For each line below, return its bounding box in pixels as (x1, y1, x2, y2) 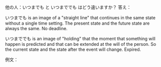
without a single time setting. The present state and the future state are (5, 20, 150, 26)
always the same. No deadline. (5, 26, 68, 31)
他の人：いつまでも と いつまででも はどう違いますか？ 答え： (5, 4, 131, 10)
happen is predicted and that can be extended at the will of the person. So (5, 41, 157, 47)
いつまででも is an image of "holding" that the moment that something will (5, 36, 156, 41)
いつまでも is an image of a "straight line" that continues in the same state (5, 15, 156, 21)
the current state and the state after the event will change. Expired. (5, 46, 141, 52)
